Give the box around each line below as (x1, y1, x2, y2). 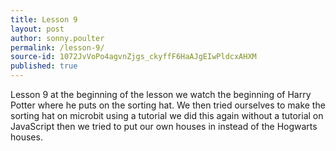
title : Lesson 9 (10, 14, 78, 25)
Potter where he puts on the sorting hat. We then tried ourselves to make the (10, 99, 326, 111)
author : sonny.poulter (10, 33, 105, 43)
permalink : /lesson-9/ (10, 42, 105, 53)
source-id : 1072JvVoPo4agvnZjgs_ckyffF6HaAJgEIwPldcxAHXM (10, 52, 257, 62)
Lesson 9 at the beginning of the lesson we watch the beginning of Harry (10, 89, 312, 100)
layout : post (10, 24, 65, 34)
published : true (10, 61, 78, 71)
